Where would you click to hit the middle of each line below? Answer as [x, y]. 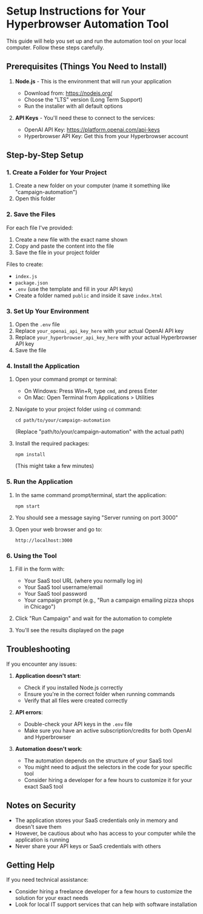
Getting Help [31, 865]
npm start [28, 506]
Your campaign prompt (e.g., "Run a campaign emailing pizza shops [109, 600]
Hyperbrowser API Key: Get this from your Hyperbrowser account [106, 136]
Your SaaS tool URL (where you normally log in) [83, 581]
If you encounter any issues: [42, 664]
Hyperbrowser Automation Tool [88, 24]
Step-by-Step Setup [45, 155]
